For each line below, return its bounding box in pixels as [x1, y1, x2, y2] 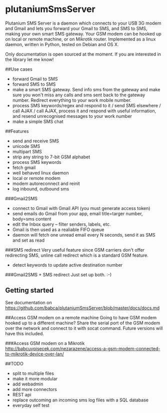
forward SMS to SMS [12, 81, 56, 87]
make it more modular [12, 375, 58, 381]
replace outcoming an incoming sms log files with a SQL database [12, 397, 149, 403]
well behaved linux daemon [12, 169, 69, 176]
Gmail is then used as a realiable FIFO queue [12, 227, 104, 233]
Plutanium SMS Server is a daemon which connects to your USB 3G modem [5, 20, 161, 26]
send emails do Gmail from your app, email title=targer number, [12, 211, 143, 217]
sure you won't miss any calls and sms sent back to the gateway [12, 92, 145, 98]
